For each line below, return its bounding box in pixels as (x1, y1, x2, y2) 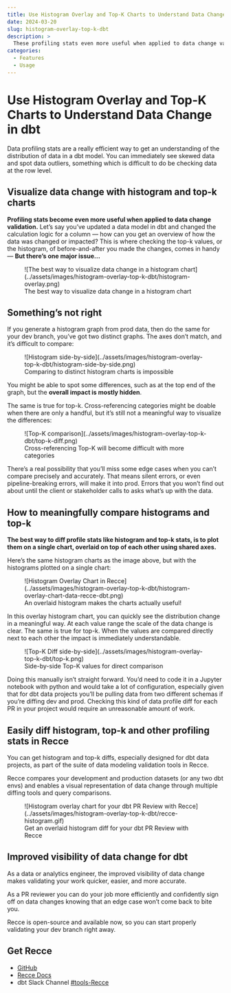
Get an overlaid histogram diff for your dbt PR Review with (24, 824, 189, 832)
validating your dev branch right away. (7, 925, 116, 933)
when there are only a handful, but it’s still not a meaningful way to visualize (7, 409, 221, 417)
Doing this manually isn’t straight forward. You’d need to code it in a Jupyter (7, 675, 222, 684)
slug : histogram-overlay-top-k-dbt (7, 25, 109, 32)
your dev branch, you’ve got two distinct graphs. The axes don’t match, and (7, 332, 222, 340)
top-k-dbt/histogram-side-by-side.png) (24, 360, 136, 369)
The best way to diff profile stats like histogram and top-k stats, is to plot (7, 536, 219, 544)
